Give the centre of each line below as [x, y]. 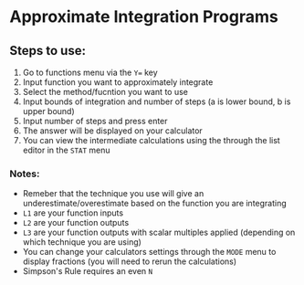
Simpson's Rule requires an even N [88, 271]
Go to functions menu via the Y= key [90, 72]
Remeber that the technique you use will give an [113, 194]
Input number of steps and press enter [95, 121]
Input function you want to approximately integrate [118, 82]
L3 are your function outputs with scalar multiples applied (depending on [159, 232]
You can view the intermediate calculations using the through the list [151, 140]
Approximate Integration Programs [144, 17]
